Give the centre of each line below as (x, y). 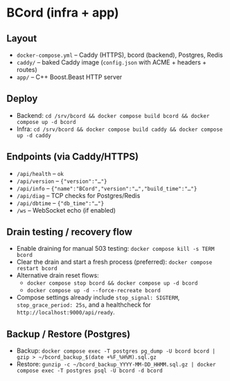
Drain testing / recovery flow (70, 232)
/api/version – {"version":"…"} (62, 181)
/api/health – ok (40, 173)
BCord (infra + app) (63, 13)
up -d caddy (34, 135)
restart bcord (37, 269)
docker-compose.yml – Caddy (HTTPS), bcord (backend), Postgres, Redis (120, 55)
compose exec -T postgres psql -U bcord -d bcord (90, 371)
